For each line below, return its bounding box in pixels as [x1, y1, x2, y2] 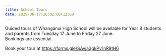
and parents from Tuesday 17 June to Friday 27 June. [5, 30, 114, 36]
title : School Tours [5, 7, 48, 12]
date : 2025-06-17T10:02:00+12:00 [5, 12, 74, 17]
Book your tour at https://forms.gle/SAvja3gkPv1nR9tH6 [5, 45, 119, 51]
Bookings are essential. [5, 35, 53, 42]
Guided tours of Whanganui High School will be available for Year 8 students [5, 25, 162, 31]
